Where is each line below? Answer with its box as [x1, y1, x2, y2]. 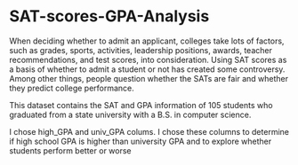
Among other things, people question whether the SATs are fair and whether [9, 73, 289, 83]
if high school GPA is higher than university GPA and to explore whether [9, 136, 272, 146]
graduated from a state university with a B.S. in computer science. [9, 109, 252, 120]
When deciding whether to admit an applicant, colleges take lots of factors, [9, 35, 285, 46]
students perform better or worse [9, 145, 132, 156]
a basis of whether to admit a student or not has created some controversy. [9, 64, 286, 75]
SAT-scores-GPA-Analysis [9, 6, 210, 27]
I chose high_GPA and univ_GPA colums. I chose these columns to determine [9, 126, 289, 137]
